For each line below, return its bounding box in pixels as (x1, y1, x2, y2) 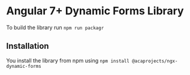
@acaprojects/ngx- (131, 58, 178, 64)
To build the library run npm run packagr (6, 24, 104, 31)
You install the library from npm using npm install (6, 57, 130, 64)
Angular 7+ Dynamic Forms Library (6, 4, 184, 18)
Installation (6, 41, 49, 51)
